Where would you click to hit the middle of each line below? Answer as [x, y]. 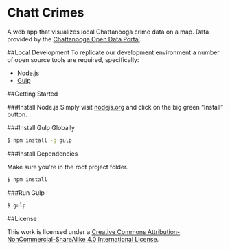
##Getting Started [33, 94]
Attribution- [164, 231]
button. [17, 114]
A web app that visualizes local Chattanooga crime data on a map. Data [108, 32]
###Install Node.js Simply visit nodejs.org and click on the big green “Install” [115, 107]
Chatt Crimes [46, 13]
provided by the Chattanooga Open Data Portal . [74, 39]
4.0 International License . [123, 239]
